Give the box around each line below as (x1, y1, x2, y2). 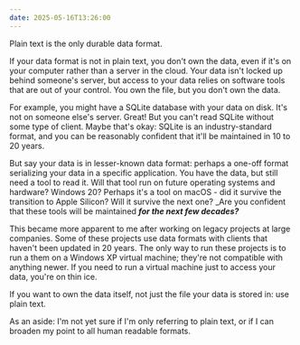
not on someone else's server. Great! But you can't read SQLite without (9, 111, 274, 122)
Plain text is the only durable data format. (9, 38, 163, 49)
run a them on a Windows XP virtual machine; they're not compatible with (9, 252, 283, 263)
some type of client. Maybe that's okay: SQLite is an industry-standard (9, 121, 273, 132)
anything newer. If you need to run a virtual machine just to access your (9, 261, 277, 272)
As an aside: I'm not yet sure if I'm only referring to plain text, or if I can (9, 315, 274, 326)
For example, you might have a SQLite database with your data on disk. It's (9, 101, 287, 113)
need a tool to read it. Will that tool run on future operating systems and (9, 177, 276, 188)
